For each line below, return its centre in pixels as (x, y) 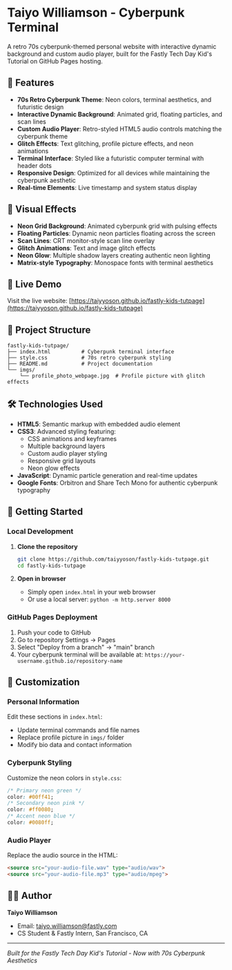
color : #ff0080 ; (30, 810)
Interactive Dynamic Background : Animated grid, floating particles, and (120, 114)
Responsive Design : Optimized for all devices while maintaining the (114, 173)
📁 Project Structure (49, 330)
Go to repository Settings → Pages (66, 639)
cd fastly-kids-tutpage (51, 565)
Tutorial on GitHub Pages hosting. (55, 61)
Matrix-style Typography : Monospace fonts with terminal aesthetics (115, 262)
